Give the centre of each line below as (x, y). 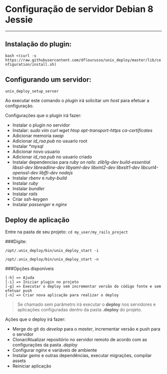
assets (19, 361)
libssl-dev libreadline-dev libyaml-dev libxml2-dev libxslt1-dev (76, 167)
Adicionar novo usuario (36, 151)
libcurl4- (150, 167)
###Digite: (16, 242)
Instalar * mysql (28, 146)
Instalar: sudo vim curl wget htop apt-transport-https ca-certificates (82, 130)
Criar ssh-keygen (30, 199)
